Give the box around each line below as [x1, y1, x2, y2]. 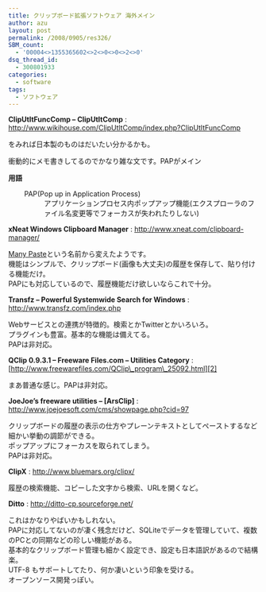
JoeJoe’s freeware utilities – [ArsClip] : [8, 397, 139, 406]
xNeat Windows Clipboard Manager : [8, 224, 133, 234]
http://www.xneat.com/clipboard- [133, 224, 245, 234]
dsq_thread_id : [8, 56, 59, 64]
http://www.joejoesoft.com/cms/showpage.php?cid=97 [8, 404, 189, 414]
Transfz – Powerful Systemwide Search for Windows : [8, 295, 190, 304]
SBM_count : [8, 41, 44, 49]
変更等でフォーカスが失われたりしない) [71, 208, 200, 219]
